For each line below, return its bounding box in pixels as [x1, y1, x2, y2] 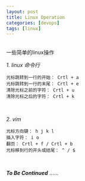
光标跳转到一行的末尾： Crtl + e [6, 81, 79, 87]
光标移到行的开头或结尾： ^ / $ [6, 148, 75, 154]
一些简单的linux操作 [6, 49, 55, 56]
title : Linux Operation [6, 14, 65, 20]
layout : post [6, 8, 39, 15]
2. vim [6, 116, 22, 123]
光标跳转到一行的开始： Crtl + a [6, 75, 79, 81]
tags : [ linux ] [6, 25, 42, 32]
